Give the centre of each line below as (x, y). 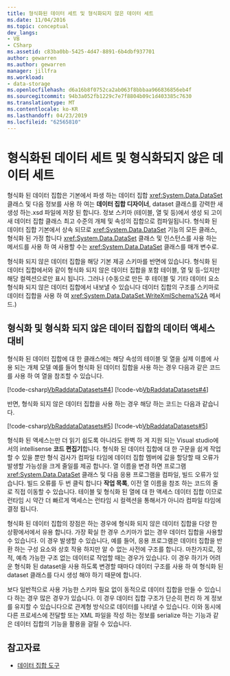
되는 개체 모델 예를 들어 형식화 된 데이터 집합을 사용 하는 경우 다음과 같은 (111, 367)
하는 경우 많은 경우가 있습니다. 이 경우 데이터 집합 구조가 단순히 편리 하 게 (112, 598)
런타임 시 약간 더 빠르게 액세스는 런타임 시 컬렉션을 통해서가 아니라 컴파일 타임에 (114, 500)
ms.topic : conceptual (38, 26)
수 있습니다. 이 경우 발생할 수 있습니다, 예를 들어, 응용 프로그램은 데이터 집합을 (111, 541)
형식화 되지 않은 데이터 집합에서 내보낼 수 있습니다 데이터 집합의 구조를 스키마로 (113, 287)
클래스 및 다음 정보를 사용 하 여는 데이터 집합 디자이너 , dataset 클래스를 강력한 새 (115, 204)
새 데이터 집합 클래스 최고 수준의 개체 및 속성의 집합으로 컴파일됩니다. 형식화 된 (112, 221)
